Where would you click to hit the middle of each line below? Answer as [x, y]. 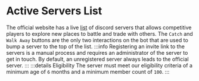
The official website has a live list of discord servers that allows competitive [99, 27]
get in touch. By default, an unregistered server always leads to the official [97, 59]
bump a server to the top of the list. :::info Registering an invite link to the [95, 46]
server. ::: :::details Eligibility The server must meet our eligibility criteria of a [99, 65]
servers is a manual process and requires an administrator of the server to [97, 52]
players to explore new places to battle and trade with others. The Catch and [100, 33]
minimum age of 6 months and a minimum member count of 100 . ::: [88, 71]
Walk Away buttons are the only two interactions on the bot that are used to [97, 40]
